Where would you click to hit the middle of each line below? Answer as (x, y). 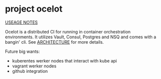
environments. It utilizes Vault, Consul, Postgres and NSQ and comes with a (81, 37)
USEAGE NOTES (21, 22)
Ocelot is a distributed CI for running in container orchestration (68, 32)
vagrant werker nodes (34, 66)
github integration (30, 71)
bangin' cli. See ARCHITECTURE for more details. (54, 42)
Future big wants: (23, 51)
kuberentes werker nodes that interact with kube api (64, 61)
